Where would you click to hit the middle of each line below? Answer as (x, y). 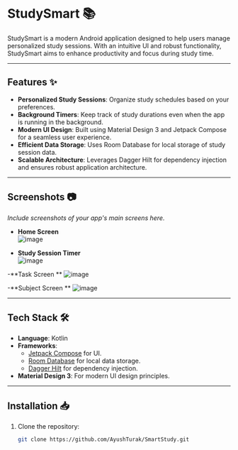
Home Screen (38, 231)
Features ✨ (32, 82)
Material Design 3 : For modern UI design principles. (93, 376)
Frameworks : (38, 346)
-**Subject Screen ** (39, 287)
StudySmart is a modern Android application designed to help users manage (119, 38)
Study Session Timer (49, 253)
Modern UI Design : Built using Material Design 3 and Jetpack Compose (122, 129)
